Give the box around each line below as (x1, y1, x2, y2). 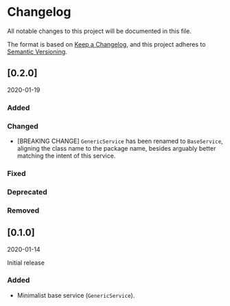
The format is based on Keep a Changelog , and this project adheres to (7, 40, 206, 48)
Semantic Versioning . (7, 47, 67, 56)
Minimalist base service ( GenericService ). (16, 291, 135, 299)
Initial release (7, 259, 45, 267)
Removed (7, 206, 40, 215)
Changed (7, 121, 39, 131)
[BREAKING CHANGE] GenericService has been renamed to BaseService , (16, 137, 223, 145)
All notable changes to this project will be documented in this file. (7, 27, 192, 35)
